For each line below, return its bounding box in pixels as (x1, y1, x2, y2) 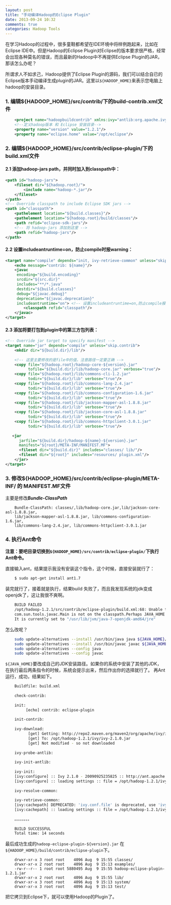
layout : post (5, 7, 33, 13)
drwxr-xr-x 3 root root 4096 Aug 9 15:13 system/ (14, 879, 131, 885)
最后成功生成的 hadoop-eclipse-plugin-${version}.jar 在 (5, 841, 125, 847)
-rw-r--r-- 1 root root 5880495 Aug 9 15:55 (14, 866, 113, 871)
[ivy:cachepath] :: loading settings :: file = (14, 807, 117, 813)
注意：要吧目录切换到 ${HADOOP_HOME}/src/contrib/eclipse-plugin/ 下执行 (5, 549, 159, 555)
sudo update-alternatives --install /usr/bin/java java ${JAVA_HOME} (14, 636, 165, 641)
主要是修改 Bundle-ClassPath (5, 495, 68, 501)
